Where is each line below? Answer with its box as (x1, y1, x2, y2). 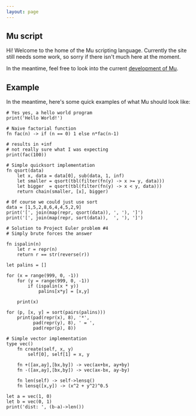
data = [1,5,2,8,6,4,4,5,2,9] (6, 205, 82, 211)
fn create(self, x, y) (17, 346, 74, 352)
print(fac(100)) (6, 152, 47, 158)
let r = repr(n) (17, 247, 58, 253)
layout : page (6, 8, 39, 15)
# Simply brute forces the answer (6, 231, 93, 237)
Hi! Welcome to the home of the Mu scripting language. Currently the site (6, 47, 187, 54)
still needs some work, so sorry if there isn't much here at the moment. (6, 53, 181, 61)
